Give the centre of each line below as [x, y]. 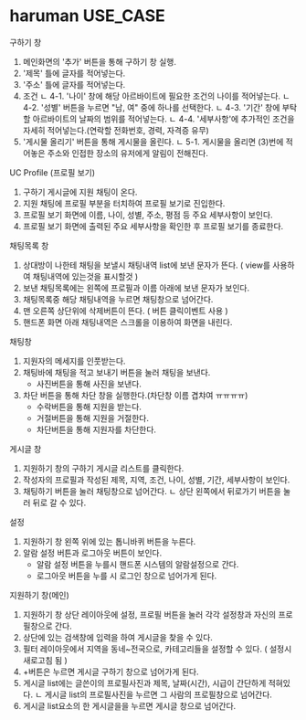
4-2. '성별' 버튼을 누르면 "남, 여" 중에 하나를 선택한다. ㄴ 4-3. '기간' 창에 [151, 107]
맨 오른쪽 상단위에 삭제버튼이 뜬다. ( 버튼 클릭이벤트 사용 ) [125, 311]
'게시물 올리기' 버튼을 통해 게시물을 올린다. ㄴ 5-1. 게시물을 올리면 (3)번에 [153, 142]
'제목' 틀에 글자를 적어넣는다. [74, 73]
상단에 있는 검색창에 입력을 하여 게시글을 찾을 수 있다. [117, 637]
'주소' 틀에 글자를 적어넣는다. [74, 84]
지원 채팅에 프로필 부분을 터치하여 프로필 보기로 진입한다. [124, 203]
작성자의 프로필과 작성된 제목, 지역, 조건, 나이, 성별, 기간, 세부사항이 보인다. [156, 480]
